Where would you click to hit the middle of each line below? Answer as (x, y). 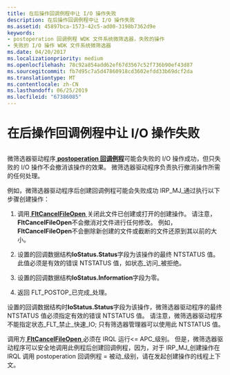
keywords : (21, 33)
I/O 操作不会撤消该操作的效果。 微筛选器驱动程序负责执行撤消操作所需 (121, 167)
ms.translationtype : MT (41, 78)
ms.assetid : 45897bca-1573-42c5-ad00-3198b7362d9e (82, 26)
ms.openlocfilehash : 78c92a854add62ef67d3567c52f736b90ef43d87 (100, 65)
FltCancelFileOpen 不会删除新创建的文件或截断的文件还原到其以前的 (114, 231)
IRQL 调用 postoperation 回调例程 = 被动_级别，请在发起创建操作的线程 (108, 356)
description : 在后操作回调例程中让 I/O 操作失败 (71, 20)
